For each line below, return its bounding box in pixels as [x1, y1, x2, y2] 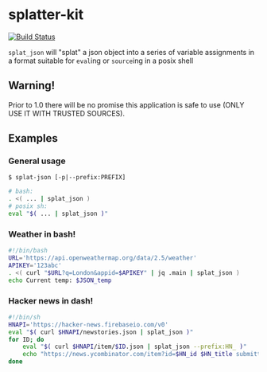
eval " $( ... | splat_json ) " [8, 209, 109, 218]
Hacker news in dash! [8, 295, 94, 306]
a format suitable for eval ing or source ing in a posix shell [8, 56, 194, 65]
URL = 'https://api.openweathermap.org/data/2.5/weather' [8, 254, 197, 262]
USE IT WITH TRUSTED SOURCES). [8, 108, 126, 118]
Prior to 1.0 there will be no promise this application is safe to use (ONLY [8, 100, 245, 109]
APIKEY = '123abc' [8, 261, 62, 269]
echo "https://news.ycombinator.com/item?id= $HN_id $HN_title [22, 350, 233, 358]
